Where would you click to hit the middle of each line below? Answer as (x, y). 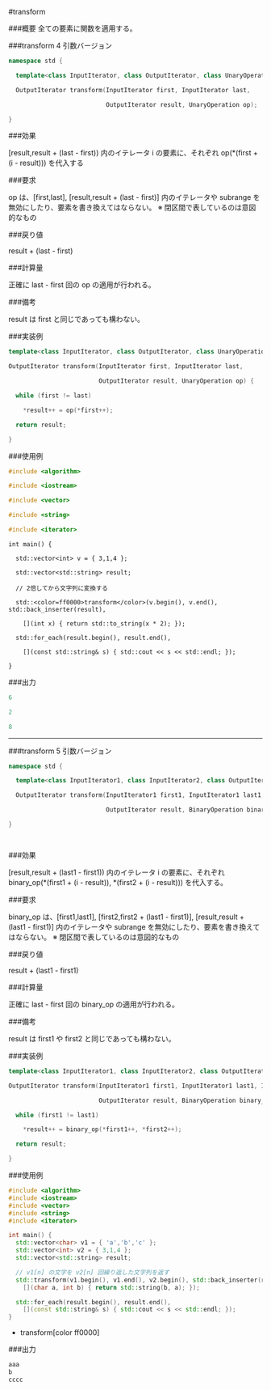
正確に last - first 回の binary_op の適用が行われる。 (94, 1004)
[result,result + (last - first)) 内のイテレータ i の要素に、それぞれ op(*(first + (133, 153)
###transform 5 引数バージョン (60, 751)
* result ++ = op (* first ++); (68, 410)
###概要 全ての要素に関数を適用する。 (73, 28)
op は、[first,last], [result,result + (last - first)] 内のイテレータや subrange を (134, 197)
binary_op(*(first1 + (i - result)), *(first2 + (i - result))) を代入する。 (118, 882)
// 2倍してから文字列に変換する (62, 588)
